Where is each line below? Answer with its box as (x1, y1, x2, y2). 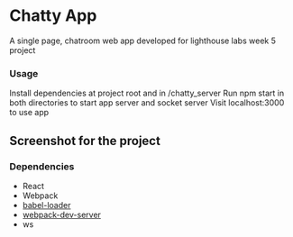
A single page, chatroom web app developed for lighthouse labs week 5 (9, 35, 277, 46)
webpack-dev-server (22, 209, 102, 220)
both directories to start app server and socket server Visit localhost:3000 (9, 97, 285, 108)
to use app (9, 107, 50, 118)
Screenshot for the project (9, 132, 160, 149)
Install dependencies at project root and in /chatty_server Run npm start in (9, 87, 285, 99)
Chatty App (9, 5, 97, 26)
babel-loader (22, 199, 71, 210)
